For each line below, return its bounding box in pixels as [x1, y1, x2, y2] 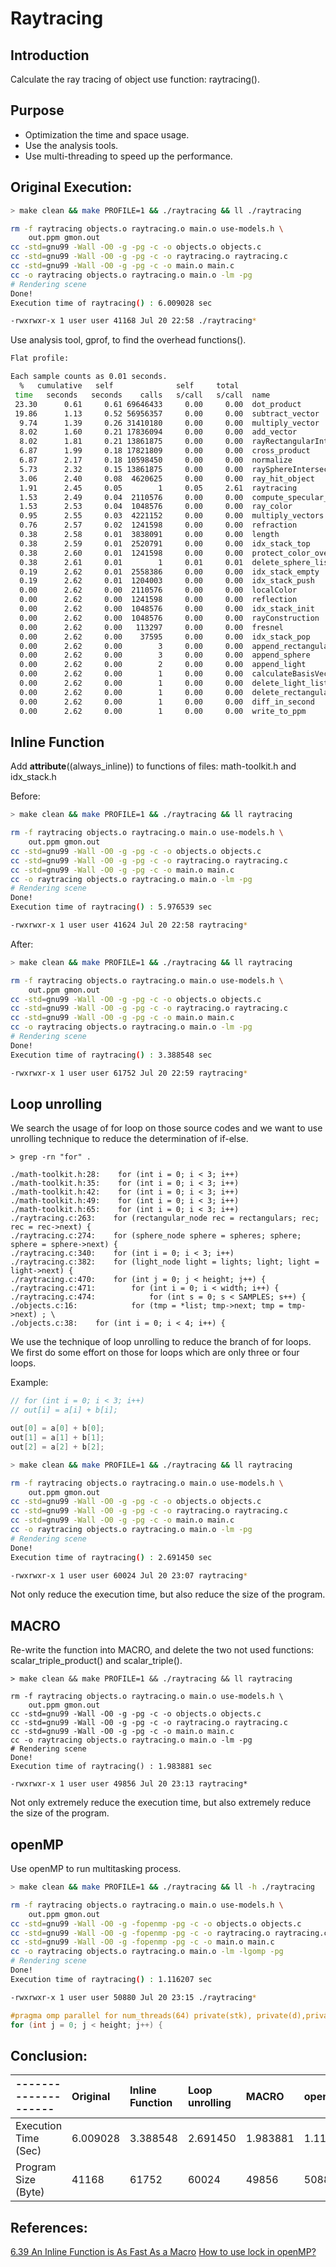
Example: [10, 1377, 49, 1389]
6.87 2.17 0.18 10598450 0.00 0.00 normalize [19, 455, 293, 465]
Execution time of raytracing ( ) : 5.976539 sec [10, 902, 213, 912]
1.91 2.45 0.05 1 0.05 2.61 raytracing [19, 483, 298, 493]
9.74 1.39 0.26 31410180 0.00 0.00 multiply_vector [19, 418, 320, 428]
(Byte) [15, 2185, 45, 2199]
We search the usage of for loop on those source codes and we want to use [10, 1122, 323, 1134]
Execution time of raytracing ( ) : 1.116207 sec [10, 1974, 213, 1984]
